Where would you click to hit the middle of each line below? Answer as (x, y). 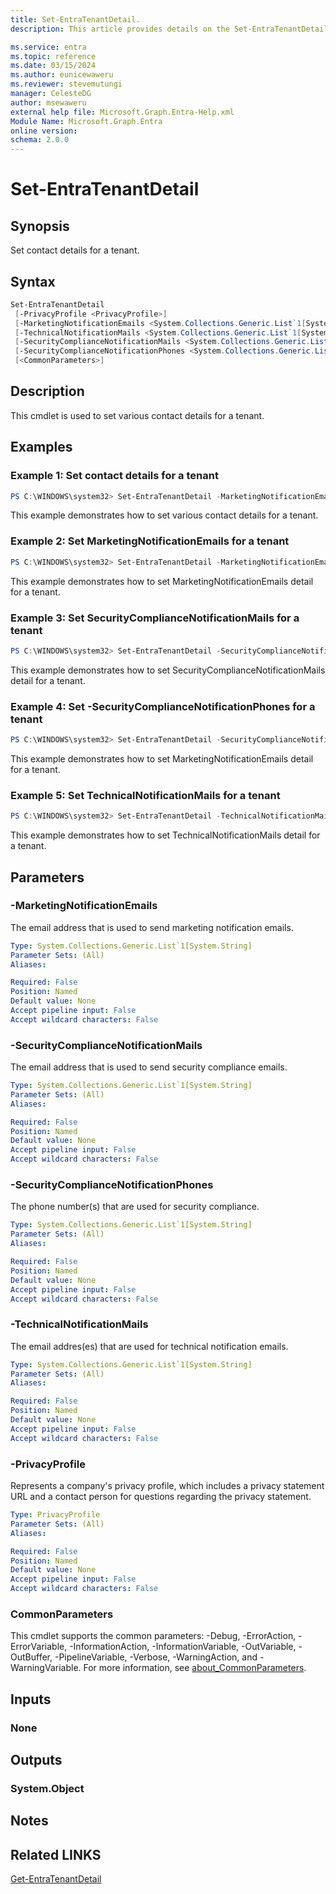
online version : (44, 131)
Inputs (31, 1699)
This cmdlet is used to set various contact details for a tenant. (137, 415)
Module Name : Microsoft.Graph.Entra (86, 121)
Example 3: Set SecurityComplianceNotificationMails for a (155, 618)
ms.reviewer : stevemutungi (66, 84)
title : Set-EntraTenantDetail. (75, 19)
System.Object (47, 1788)
